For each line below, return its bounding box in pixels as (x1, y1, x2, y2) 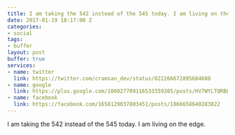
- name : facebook (7, 95, 58, 102)
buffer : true (7, 56, 45, 63)
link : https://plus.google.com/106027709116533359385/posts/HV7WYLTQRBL (13, 88, 230, 95)
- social (7, 29, 33, 37)
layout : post (7, 49, 45, 56)
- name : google (7, 81, 52, 88)
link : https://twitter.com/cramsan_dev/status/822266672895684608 (13, 74, 211, 82)
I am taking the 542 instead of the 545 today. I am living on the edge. (7, 120, 206, 128)
